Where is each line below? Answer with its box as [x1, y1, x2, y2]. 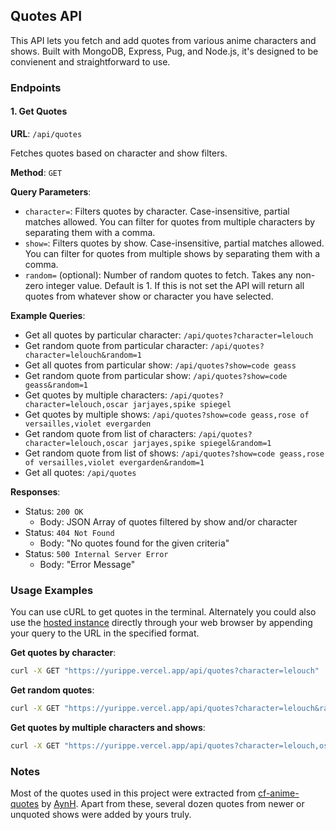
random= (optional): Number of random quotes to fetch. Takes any [24, 269, 293, 281]
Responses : [10, 485, 61, 498]
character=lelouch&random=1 [24, 350, 142, 360]
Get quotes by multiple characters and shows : [10, 721, 206, 733]
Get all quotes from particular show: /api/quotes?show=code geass [24, 359, 297, 371]
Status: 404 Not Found [24, 526, 115, 538]
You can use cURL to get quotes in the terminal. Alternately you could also [10, 606, 317, 618]
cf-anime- [258, 787, 300, 799]
